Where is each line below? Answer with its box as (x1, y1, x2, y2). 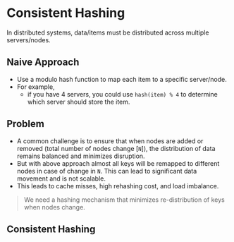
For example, (16, 83, 55, 91)
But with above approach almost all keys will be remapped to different (16, 159, 220, 167)
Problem (6, 118, 45, 130)
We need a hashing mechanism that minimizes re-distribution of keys (23, 195, 225, 204)
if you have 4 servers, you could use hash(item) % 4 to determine (27, 90, 218, 98)
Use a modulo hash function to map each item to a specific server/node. (16, 75, 227, 83)
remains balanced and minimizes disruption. (16, 152, 145, 160)
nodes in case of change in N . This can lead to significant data (16, 167, 197, 175)
